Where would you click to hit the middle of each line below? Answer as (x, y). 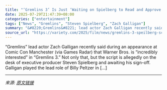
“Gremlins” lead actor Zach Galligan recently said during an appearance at (81, 47)
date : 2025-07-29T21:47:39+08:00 (40, 14)
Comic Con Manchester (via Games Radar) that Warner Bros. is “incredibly (82, 52)
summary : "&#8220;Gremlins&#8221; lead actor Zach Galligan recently (79, 28)
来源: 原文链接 (19, 83)
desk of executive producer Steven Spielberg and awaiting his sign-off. (78, 63)
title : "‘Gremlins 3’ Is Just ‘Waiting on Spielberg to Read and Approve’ (84, 10)
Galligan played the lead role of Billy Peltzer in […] (56, 68)
